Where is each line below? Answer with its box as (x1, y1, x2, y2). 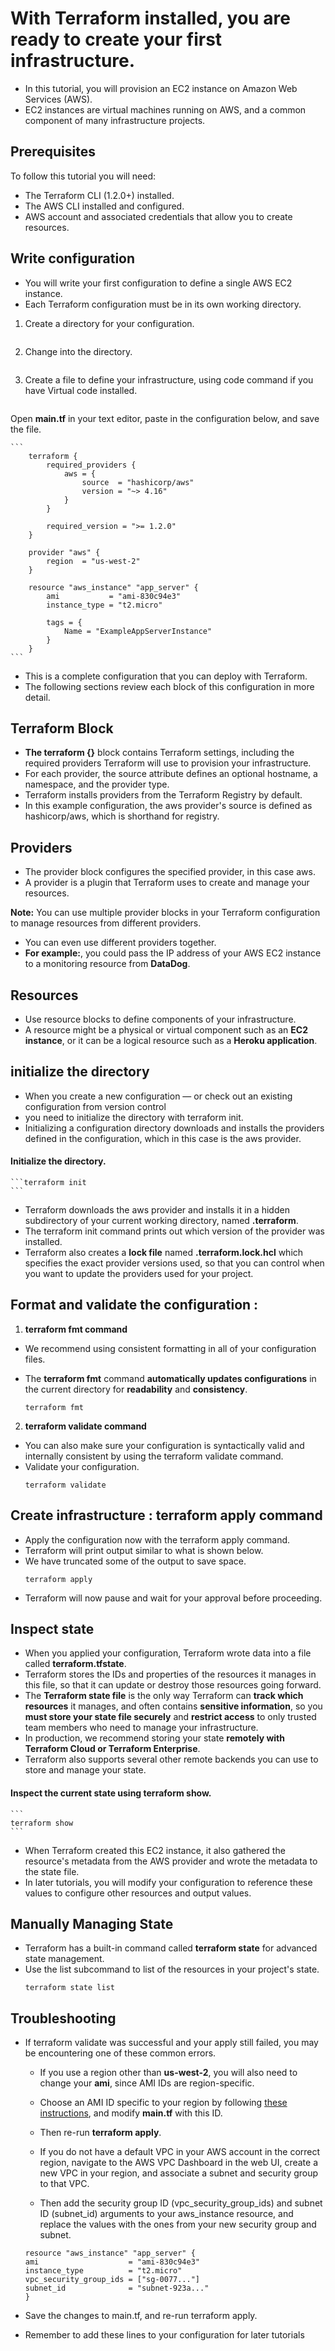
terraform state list (24, 1983, 115, 1993)
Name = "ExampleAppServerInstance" (63, 626, 213, 636)
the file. (10, 423, 42, 435)
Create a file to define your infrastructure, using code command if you (24, 373, 314, 386)
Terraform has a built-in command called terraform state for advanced (24, 1942, 318, 1954)
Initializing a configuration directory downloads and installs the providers (24, 1122, 325, 1134)
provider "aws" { (28, 547, 101, 557)
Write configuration (10, 250, 136, 267)
